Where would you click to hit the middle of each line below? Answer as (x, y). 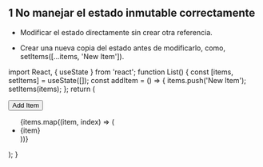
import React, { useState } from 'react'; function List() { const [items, (121, 72)
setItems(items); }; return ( (52, 89)
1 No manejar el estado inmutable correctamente (132, 13)
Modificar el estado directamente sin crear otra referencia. (116, 32)
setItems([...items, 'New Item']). (72, 56)
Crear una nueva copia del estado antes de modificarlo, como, (123, 48)
